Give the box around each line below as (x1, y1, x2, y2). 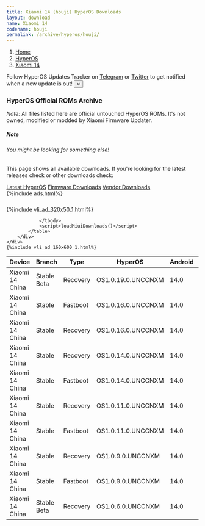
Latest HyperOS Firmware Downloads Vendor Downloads (6, 184, 151, 190)
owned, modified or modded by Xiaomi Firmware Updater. (6, 117, 153, 124)
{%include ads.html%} (6, 190, 63, 197)
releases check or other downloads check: (6, 171, 114, 179)
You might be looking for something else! (6, 146, 110, 153)
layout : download (6, 15, 51, 21)
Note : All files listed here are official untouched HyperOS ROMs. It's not (6, 110, 185, 118)
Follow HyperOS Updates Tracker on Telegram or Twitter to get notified (6, 73, 186, 81)
